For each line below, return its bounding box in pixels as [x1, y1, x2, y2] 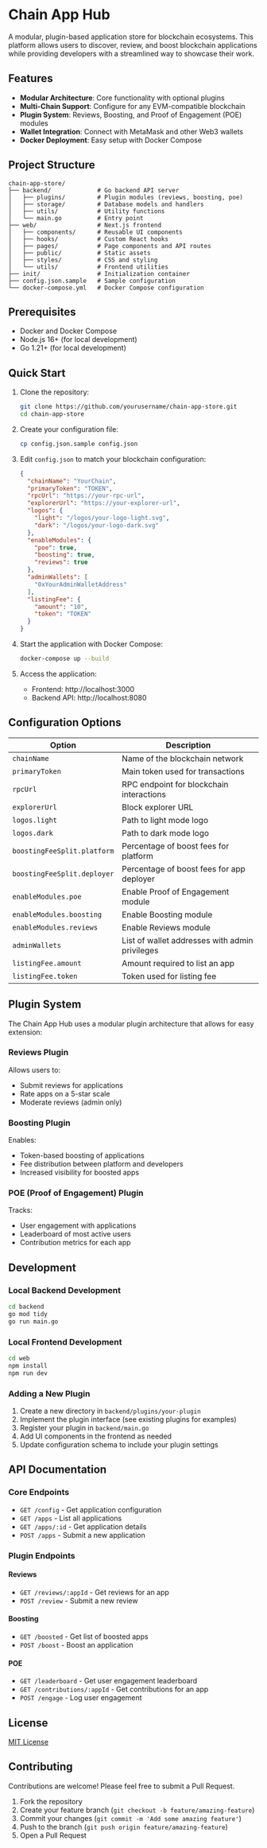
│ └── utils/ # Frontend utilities [8, 262, 169, 271]
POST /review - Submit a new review [19, 1596, 138, 1605]
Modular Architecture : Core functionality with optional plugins [19, 93, 225, 103]
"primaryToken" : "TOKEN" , [27, 484, 113, 492]
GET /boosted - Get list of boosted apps [19, 1632, 149, 1641]
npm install [8, 1361, 48, 1369]
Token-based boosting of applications [19, 1151, 145, 1160]
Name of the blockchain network [122, 753, 244, 764]
